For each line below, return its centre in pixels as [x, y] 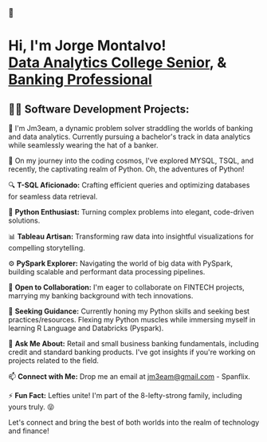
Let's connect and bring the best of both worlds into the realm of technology [134, 422]
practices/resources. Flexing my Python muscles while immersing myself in [132, 319]
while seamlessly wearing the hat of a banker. [83, 145]
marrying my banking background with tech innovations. [101, 295]
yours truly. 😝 [31, 407]
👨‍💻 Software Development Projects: [99, 109]
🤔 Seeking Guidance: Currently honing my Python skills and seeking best [129, 311]
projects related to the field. [54, 360]
